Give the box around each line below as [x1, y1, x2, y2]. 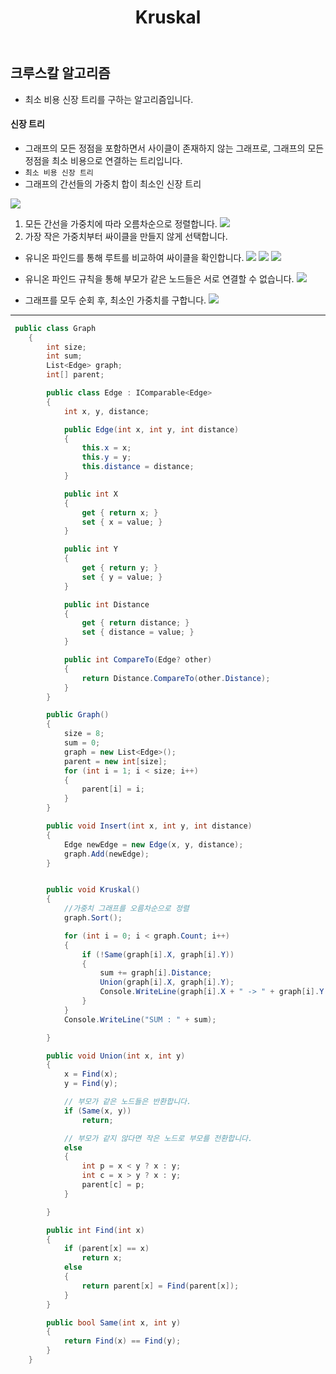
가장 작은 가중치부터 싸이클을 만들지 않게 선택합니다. [24, 230, 228, 242]
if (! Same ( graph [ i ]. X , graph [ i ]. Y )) [81, 949, 235, 960]
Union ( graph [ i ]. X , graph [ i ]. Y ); [99, 977, 235, 988]
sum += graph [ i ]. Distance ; [99, 968, 213, 978]
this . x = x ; [81, 443, 132, 453]
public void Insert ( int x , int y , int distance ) [46, 821, 253, 831]
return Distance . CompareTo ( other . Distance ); [81, 673, 271, 683]
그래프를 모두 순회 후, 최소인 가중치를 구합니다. [24, 294, 207, 306]
